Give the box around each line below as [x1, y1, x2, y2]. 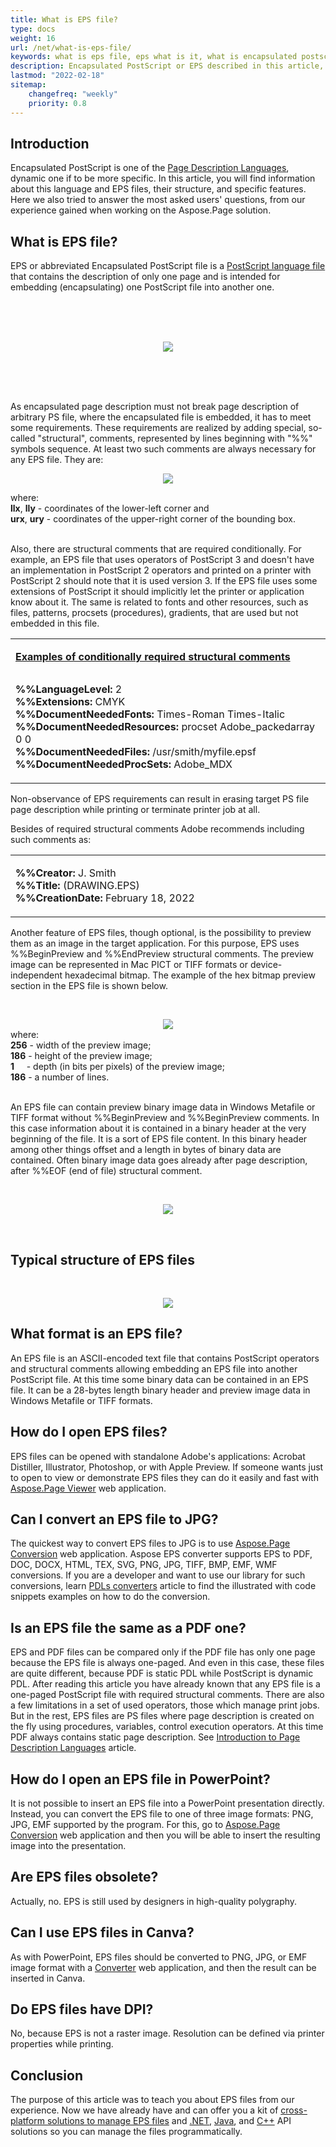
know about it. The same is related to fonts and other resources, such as [10, 596, 309, 608]
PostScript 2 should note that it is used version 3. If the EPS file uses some [10, 575, 318, 587]
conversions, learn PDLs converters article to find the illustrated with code [10, 1580, 317, 1592]
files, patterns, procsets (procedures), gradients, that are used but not [10, 607, 299, 619]
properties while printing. [10, 2038, 114, 2050]
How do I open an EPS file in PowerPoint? [10, 1771, 271, 1788]
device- [249, 959, 283, 971]
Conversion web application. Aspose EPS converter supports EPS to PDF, [10, 1548, 313, 1560]
